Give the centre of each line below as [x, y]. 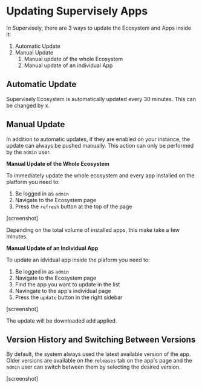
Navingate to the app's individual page [63, 291]
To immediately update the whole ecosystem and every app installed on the [100, 175]
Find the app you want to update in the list [67, 284]
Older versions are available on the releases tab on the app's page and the [99, 361]
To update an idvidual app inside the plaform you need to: [78, 260]
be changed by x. [28, 105]
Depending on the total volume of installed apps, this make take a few [93, 230]
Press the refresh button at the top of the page [73, 206]
